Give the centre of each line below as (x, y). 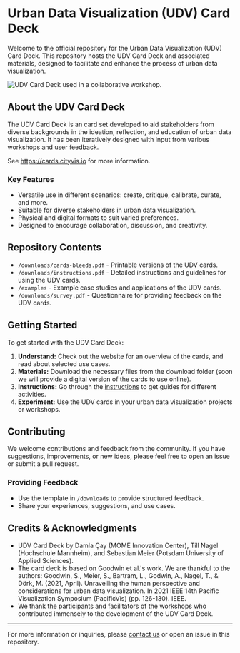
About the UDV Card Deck (66, 107)
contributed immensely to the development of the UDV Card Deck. (115, 613)
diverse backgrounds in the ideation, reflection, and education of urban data (120, 132)
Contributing (36, 432)
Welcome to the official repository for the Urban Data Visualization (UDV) (115, 48)
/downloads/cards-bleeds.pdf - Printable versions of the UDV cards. (117, 265)
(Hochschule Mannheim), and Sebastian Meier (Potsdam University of (120, 553)
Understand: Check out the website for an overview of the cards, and (120, 356)
